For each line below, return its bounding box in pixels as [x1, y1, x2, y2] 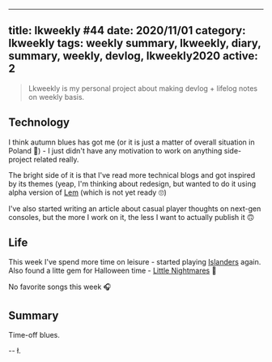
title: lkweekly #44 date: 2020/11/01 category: [8, 24, 246, 37]
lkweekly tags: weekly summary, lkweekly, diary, [8, 37, 261, 50]
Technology [8, 115, 70, 130]
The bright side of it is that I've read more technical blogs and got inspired [8, 170, 256, 179]
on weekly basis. [28, 92, 85, 101]
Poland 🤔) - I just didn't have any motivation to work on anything [8, 145, 223, 155]
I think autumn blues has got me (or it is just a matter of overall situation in [8, 137, 255, 147]
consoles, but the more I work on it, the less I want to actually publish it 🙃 [8, 212, 255, 222]
